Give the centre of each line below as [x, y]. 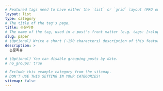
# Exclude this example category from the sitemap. [58, 72]
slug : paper [17, 37]
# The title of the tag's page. [38, 23]
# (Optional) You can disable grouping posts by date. [62, 59]
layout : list [18, 14]
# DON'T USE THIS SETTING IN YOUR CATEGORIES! [53, 76]
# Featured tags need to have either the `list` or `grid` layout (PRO [79, 9]
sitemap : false [20, 81]
